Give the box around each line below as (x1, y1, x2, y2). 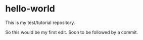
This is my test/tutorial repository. (5, 19, 75, 25)
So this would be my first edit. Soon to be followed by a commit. (5, 29, 138, 35)
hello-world (5, 3, 56, 14)
